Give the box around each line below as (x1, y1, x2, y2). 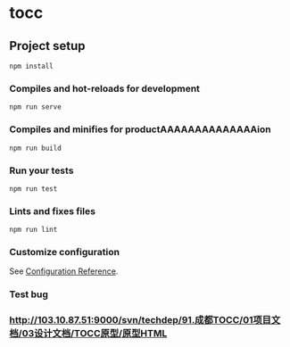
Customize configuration (9, 246, 120, 259)
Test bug (9, 288, 49, 301)
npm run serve (9, 103, 62, 112)
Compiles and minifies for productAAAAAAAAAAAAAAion (9, 123, 271, 136)
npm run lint (9, 226, 58, 235)
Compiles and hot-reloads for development (9, 82, 201, 95)
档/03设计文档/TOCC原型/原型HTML (9, 327, 168, 340)
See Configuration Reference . (9, 266, 119, 277)
